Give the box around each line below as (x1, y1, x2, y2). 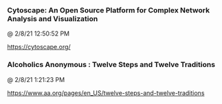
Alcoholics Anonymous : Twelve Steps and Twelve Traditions (7, 60, 215, 70)
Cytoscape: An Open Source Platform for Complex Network (7, 5, 210, 15)
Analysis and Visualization (7, 14, 98, 23)
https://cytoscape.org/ (7, 43, 71, 51)
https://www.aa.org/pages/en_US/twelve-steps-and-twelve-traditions (7, 88, 205, 97)
